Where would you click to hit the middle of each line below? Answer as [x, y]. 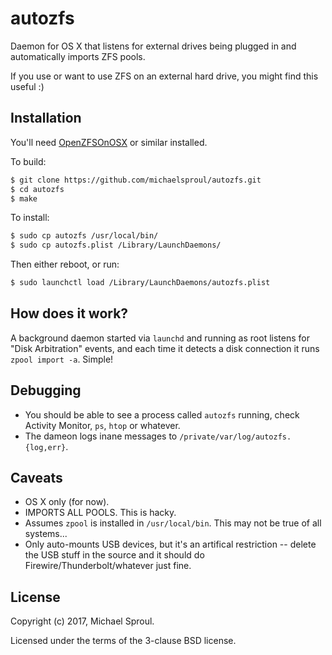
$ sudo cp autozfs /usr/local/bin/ [84, 236]
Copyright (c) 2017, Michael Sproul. [82, 621]
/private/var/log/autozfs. [235, 437]
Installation [46, 118]
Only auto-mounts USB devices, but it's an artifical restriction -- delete [170, 544]
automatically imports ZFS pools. [78, 56]
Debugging [46, 390]
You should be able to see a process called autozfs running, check [162, 414]
